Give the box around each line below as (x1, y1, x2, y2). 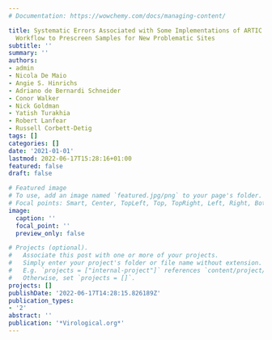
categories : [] (8, 139, 60, 147)
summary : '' (8, 49, 49, 57)
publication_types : (8, 296, 74, 304)
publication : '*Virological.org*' (8, 319, 125, 328)
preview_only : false (15, 229, 85, 237)
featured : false (8, 162, 63, 170)
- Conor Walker (8, 94, 60, 102)
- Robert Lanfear (8, 117, 67, 125)
